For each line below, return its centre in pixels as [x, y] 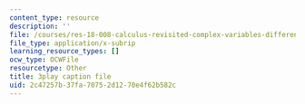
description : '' [40, 26]
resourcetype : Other [49, 69]
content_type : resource [54, 18]
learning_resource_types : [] [64, 52]
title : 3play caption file [60, 77]
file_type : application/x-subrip [73, 43]
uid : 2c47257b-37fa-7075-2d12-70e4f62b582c [93, 85]
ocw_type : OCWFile [44, 60]
